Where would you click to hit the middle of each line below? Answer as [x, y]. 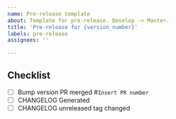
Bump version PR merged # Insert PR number [83, 92]
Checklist [29, 75]
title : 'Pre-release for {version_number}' [73, 27]
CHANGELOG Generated [54, 100]
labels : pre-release [38, 34]
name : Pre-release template [49, 14]
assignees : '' [28, 40]
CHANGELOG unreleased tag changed [74, 108]
